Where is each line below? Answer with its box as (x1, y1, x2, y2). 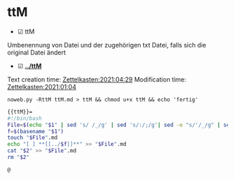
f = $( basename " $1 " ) (7, 128, 64, 135)
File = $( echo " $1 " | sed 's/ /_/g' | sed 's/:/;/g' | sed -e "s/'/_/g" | (7, 121, 221, 128)
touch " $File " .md (7, 134, 58, 142)
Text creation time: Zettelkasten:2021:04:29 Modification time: (7, 75, 187, 84)
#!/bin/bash (7, 114, 42, 122)
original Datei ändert (7, 48, 66, 57)
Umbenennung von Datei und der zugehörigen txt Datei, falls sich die (7, 40, 206, 49)
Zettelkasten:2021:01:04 (7, 82, 77, 91)
